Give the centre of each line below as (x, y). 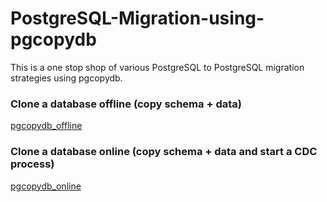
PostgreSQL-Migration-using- (137, 18)
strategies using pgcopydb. (66, 78)
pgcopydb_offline (46, 126)
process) (32, 164)
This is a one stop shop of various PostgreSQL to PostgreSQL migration (157, 67)
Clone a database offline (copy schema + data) (126, 104)
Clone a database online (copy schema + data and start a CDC (164, 152)
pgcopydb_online (46, 186)
